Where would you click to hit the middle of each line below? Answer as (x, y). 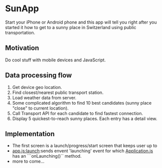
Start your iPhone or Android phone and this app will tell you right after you (81, 22)
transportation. (20, 32)
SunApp (22, 9)
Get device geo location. (37, 87)
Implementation (30, 134)
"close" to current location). (40, 108)
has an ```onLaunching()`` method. (47, 156)
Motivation (22, 48)
